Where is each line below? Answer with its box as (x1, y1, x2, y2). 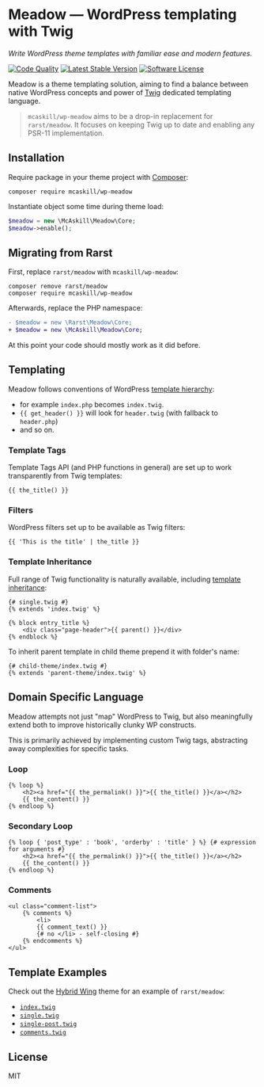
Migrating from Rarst (8, 246, 113, 259)
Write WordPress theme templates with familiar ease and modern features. (8, 48, 253, 58)
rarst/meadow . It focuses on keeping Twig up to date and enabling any (27, 120, 255, 129)
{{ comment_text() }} (36, 923, 108, 932)
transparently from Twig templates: (8, 471, 123, 481)
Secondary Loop (8, 820, 74, 831)
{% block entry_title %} (8, 619, 90, 627)
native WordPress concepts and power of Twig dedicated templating (8, 87, 232, 97)
